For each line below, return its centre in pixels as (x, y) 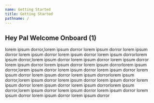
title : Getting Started (29, 14)
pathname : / (17, 18)
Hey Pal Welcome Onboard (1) (51, 38)
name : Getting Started (28, 9)
